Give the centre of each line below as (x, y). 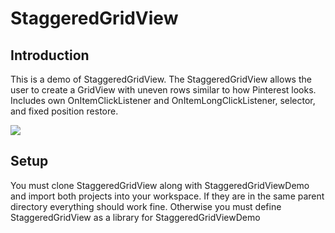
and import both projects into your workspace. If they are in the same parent (167, 196)
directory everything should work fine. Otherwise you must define (146, 206)
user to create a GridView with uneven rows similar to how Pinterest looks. (163, 90)
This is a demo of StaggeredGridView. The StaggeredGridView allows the (161, 79)
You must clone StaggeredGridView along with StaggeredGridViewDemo (160, 185)
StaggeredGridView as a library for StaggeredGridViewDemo (135, 217)
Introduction (50, 55)
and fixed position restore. (64, 111)
